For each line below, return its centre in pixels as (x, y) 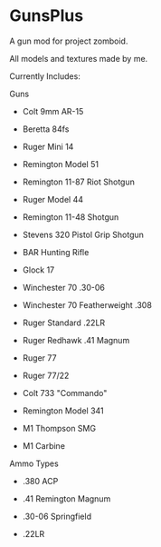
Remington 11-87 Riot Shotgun (79, 182)
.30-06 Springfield (57, 516)
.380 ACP (40, 481)
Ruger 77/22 (46, 375)
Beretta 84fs (46, 129)
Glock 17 (38, 270)
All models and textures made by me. (79, 58)
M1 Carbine (44, 445)
